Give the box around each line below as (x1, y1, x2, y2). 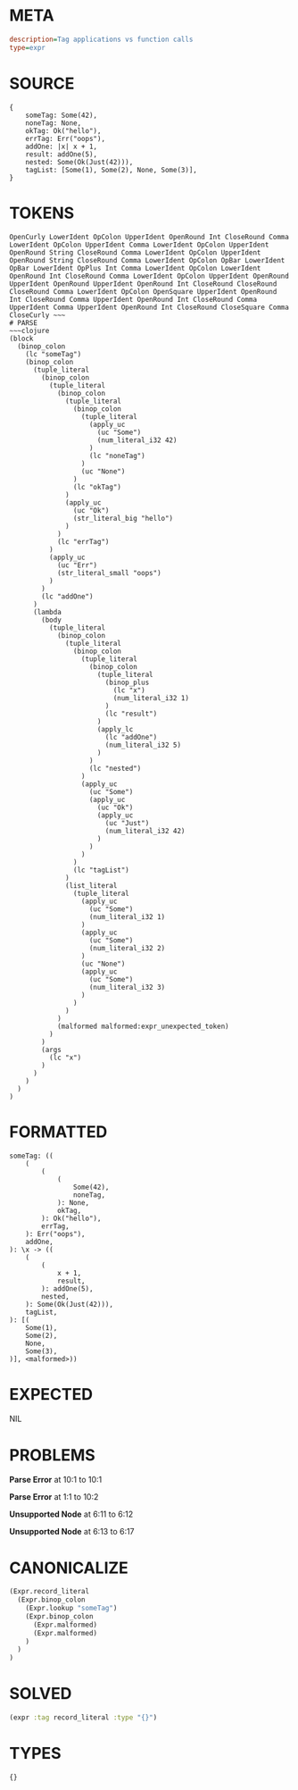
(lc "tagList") (72, 866, 129, 874)
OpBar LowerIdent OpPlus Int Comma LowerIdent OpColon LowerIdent (9, 263, 261, 272)
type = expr (9, 43, 46, 52)
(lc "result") (104, 709, 158, 718)
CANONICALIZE (9, 1558, 129, 1577)
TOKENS (9, 203, 75, 223)
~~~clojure (9, 326, 50, 335)
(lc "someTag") (25, 349, 82, 358)
